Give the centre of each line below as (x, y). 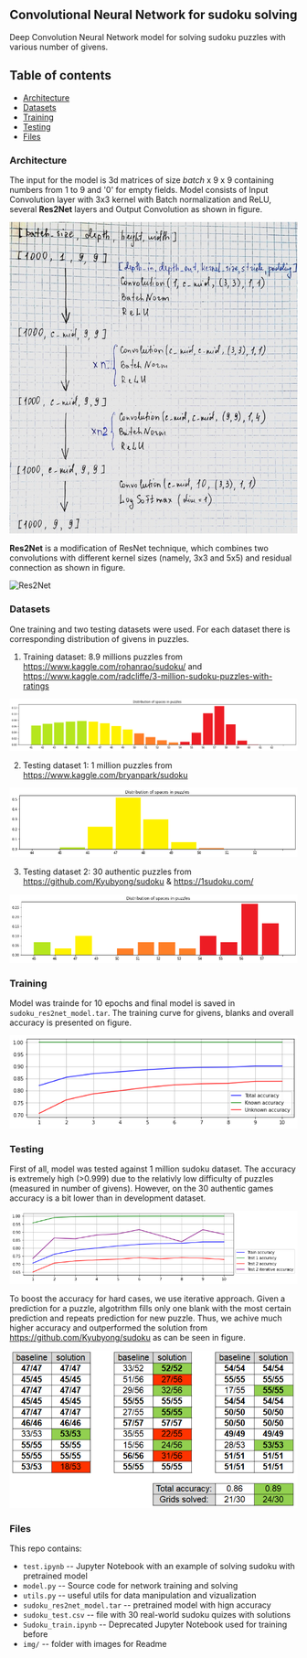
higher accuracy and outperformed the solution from (109, 1328)
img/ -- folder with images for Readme (95, 1644)
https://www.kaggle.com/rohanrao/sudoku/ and (112, 666)
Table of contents (60, 75)
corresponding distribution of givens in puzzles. (100, 638)
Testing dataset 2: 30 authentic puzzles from (107, 872)
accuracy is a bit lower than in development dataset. (108, 1198)
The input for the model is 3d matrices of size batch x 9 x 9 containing (142, 180)
